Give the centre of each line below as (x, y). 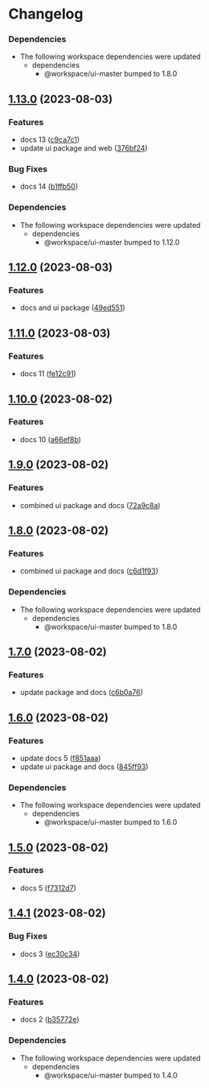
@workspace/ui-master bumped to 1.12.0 (112, 242)
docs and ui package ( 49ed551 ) (73, 308)
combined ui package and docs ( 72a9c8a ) (90, 505)
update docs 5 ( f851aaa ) (60, 758)
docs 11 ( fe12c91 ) (48, 374)
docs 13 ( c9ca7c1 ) (50, 140)
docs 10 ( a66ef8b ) (51, 439)
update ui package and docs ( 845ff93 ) (84, 767)
